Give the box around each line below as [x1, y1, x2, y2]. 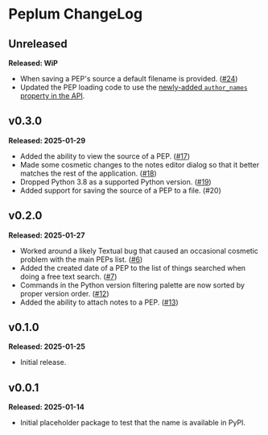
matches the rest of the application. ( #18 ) [19, 168, 157, 178]
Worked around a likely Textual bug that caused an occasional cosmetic [19, 246, 259, 255]
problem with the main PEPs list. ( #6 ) [19, 255, 143, 264]
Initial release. [19, 358, 67, 367]
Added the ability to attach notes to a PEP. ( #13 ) [19, 297, 179, 307]
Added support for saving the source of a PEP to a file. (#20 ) [19, 185, 221, 195]
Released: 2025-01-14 [8, 402, 85, 412]
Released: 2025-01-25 [8, 342, 86, 351]
